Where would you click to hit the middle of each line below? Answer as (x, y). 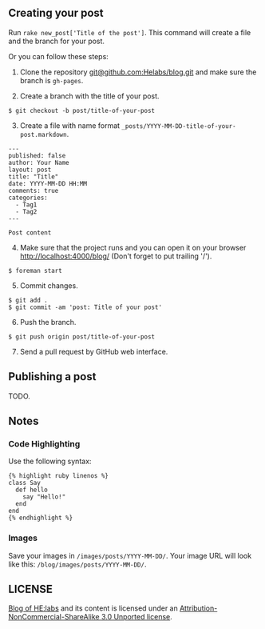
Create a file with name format (70, 125)
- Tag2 (26, 211)
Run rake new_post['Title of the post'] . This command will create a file (130, 32)
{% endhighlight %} (41, 518)
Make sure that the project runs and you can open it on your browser (133, 247)
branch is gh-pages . (51, 80)
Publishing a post (52, 377)
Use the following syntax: (50, 461)
